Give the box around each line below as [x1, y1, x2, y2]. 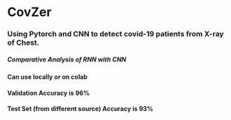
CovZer [7, 4, 52, 20]
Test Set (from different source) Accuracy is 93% [7, 105, 154, 113]
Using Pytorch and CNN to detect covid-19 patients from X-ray [7, 29, 224, 39]
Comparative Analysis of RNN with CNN [7, 55, 127, 63]
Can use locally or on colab [7, 73, 87, 81]
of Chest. [7, 38, 40, 47]
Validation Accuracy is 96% [7, 89, 90, 97]
